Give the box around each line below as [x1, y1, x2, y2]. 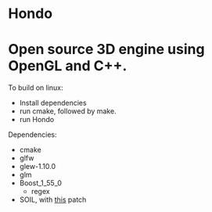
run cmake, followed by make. [19, 106, 117, 116]
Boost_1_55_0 [19, 178, 63, 188]
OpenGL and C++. [8, 57, 128, 75]
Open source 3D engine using [8, 41, 205, 59]
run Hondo [19, 115, 55, 124]
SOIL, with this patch [19, 195, 87, 204]
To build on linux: [8, 83, 64, 92]
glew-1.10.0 [19, 162, 56, 171]
